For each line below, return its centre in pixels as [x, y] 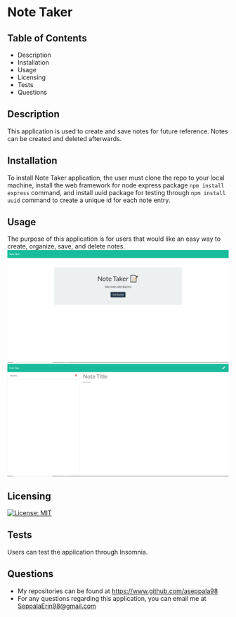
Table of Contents [47, 38]
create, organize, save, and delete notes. [66, 246]
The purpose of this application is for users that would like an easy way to [114, 239]
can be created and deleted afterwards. [65, 138]
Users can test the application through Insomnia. [78, 552]
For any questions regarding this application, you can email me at [112, 598]
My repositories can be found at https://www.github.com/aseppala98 [118, 591]
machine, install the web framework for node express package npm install [116, 185]
